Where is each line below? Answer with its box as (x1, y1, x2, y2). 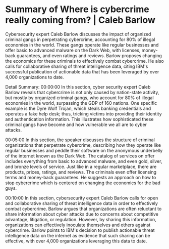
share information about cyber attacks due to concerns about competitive (5, 211, 159, 217)
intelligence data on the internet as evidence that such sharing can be (5, 232, 150, 238)
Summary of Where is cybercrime (5, 4, 150, 15)
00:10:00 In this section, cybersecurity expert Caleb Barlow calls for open (5, 195, 158, 201)
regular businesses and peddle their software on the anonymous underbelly (5, 147, 163, 153)
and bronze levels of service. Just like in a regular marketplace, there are (5, 163, 157, 170)
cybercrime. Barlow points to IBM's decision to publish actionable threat (5, 227, 155, 233)
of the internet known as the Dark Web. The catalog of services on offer (5, 153, 155, 159)
